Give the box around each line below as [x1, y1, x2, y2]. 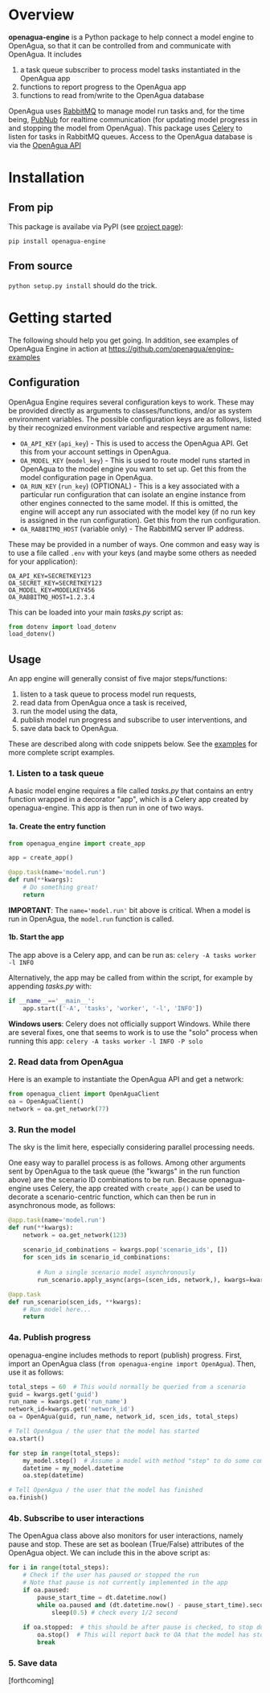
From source [8, 259, 73, 273]
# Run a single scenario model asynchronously [37, 1268, 196, 1276]
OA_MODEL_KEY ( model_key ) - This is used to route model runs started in [19, 455, 251, 465]
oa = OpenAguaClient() [8, 1097, 84, 1105]
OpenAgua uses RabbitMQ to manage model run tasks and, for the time [8, 106, 245, 116]
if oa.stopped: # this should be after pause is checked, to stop [22, 1623, 253, 1632]
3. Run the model [8, 1124, 76, 1135]
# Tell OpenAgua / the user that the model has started [8, 1428, 199, 1436]
